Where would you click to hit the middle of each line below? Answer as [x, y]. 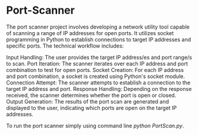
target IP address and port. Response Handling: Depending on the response [99, 89]
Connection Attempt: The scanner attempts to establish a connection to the [98, 82]
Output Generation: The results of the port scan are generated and [88, 101]
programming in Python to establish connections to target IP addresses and [99, 39]
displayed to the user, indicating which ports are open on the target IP [92, 108]
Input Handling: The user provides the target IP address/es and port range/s [99, 57]
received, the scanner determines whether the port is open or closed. [91, 95]
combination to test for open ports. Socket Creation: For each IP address [95, 70]
